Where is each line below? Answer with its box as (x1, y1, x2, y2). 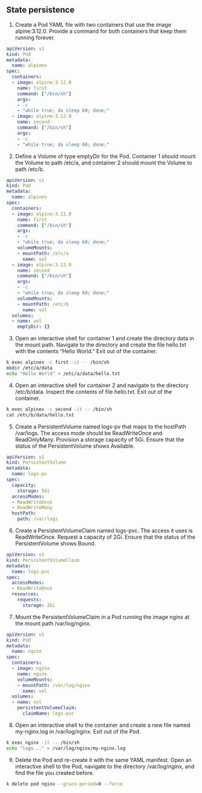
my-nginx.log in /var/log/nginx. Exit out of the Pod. (15, 727, 141, 735)
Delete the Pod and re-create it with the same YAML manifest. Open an (15, 756, 192, 763)
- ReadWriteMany (11, 505, 53, 511)
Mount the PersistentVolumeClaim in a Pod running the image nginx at (15, 613, 190, 621)
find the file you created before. (15, 769, 94, 776)
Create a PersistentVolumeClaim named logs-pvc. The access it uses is (15, 527, 193, 535)
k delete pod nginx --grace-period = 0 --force (6, 781, 123, 787)
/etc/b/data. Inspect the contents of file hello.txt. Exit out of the (15, 388, 172, 395)
